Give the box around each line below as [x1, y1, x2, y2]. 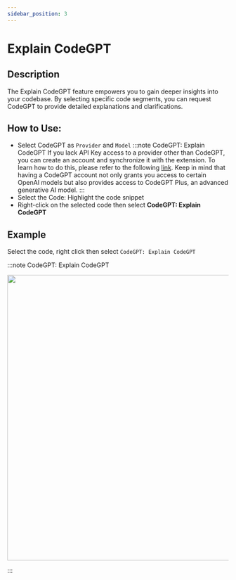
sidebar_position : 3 [7, 10, 68, 18]
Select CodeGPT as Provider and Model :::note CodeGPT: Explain [17, 141, 205, 150]
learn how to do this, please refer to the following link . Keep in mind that [17, 163, 226, 172]
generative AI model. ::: [17, 186, 85, 194]
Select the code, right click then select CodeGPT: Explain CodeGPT [7, 247, 196, 256]
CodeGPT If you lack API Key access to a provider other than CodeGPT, [17, 148, 225, 157]
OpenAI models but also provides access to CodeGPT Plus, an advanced [17, 179, 228, 187]
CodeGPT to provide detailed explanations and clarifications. [7, 102, 183, 110]
